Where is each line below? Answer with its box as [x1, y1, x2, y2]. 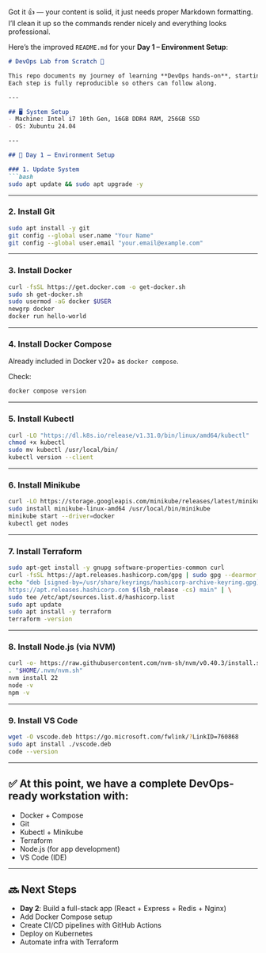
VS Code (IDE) [19, 852, 67, 862]
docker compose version [8, 387, 87, 395]
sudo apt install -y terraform [8, 608, 112, 616]
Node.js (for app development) [19, 844, 120, 853]
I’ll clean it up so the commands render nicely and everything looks [8, 19, 227, 28]
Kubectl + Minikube [19, 827, 84, 837]
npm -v [8, 689, 30, 697]
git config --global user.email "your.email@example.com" [8, 239, 203, 247]
